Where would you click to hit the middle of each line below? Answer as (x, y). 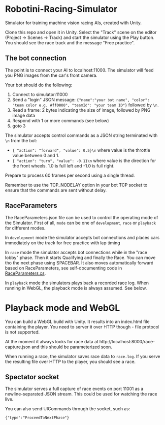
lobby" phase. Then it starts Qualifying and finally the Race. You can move (81, 258)
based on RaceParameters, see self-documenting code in (64, 268)
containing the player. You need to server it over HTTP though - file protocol (82, 327)
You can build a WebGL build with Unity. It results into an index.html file (77, 322)
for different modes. (25, 228)
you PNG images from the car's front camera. (51, 75)
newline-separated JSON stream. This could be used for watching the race (81, 394)
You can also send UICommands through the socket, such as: (68, 409)
